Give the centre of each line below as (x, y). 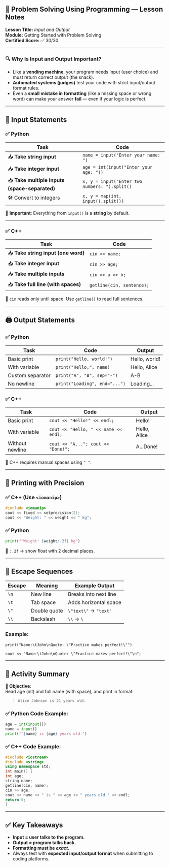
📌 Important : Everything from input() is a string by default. (68, 213)
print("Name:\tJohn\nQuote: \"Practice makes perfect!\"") (69, 645)
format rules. (26, 88)
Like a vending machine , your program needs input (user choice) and (85, 72)
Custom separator (29, 375)
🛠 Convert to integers (34, 198)
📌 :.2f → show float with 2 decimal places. (50, 551)
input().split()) (103, 201)
